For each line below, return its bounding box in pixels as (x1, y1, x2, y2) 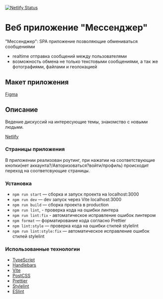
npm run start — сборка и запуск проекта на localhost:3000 (12, 191, 139, 198)
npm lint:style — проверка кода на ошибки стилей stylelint (12, 223, 139, 229)
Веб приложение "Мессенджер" (5, 22, 148, 33)
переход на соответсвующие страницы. (5, 167, 90, 173)
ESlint (12, 289, 24, 295)
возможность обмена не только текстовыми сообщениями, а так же (12, 58, 159, 64)
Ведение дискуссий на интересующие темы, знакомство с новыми (5, 119, 148, 125)
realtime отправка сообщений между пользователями (12, 53, 127, 59)
